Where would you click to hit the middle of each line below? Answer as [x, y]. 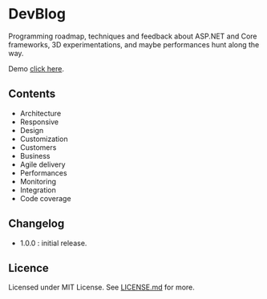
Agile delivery [42, 164]
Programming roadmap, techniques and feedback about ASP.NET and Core [133, 36]
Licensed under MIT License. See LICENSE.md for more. [101, 287]
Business [35, 156]
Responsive [39, 122]
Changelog [36, 224]
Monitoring [38, 181]
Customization [44, 139]
